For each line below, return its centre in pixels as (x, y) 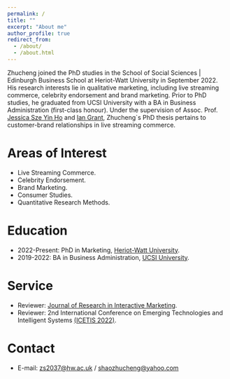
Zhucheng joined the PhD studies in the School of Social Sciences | (104, 73)
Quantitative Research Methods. (64, 202)
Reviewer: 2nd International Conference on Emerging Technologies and (120, 312)
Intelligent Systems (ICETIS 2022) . (67, 320)
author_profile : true (39, 33)
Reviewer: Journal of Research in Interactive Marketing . (97, 305)
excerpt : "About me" (37, 27)
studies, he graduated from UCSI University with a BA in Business (102, 102)
